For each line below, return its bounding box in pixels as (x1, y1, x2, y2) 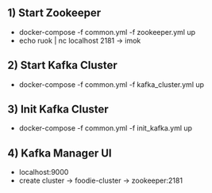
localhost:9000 (18, 168, 69, 177)
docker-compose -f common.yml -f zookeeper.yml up (18, 27, 196, 36)
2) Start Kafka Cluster (7, 59, 118, 72)
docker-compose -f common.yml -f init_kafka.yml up (18, 123, 192, 133)
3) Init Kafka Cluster (7, 103, 109, 116)
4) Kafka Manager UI (7, 146, 112, 160)
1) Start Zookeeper (7, 6, 102, 20)
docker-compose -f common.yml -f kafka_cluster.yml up (18, 79, 204, 89)
